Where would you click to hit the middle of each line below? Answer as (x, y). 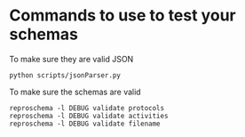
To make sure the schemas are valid (75, 92)
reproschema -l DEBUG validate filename (85, 124)
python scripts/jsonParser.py (65, 75)
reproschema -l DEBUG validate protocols (87, 108)
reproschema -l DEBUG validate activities (89, 116)
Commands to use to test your (123, 16)
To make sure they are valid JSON (71, 59)
